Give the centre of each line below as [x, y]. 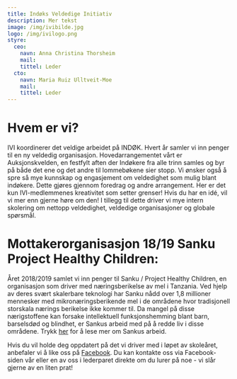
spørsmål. [22, 215]
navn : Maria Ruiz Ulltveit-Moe [66, 80]
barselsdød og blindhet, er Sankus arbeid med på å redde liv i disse [106, 324]
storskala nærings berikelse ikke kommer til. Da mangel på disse [101, 309]
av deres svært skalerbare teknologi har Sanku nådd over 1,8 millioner [109, 294]
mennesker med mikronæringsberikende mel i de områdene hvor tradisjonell [119, 301]
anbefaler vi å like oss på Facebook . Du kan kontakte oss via [96, 352]
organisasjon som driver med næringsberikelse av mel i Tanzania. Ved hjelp [117, 286]
